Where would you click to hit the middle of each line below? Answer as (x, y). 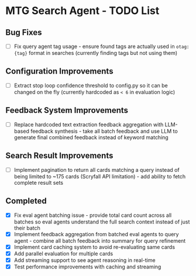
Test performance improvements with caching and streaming (87, 267)
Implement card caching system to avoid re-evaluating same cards (94, 247)
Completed (26, 201)
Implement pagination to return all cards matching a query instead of (97, 170)
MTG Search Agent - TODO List (82, 11)
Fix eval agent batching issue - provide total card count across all (93, 215)
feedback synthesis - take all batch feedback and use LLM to (104, 131)
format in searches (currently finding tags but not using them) (103, 53)
